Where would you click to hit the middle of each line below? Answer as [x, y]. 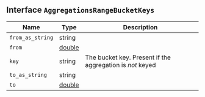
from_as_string [31, 37]
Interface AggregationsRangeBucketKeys [80, 10]
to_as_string [28, 75]
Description [140, 27]
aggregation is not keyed [120, 65]
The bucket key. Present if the [128, 57]
